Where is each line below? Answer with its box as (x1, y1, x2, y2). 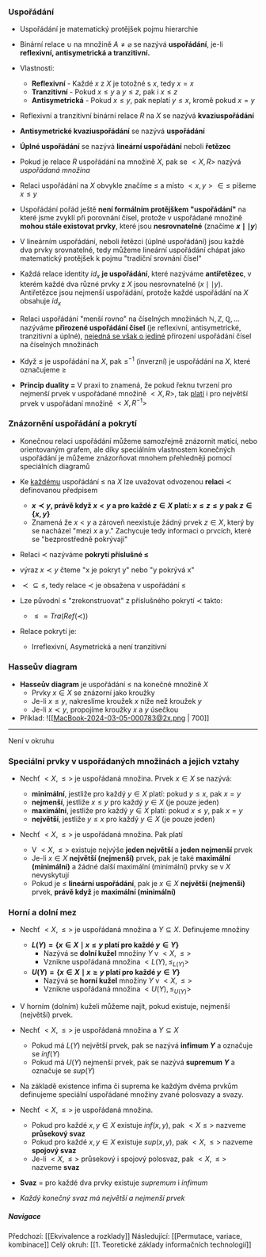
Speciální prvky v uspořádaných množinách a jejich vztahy (8, 755, 240, 766)
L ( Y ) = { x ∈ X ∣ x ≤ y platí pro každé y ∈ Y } (31, 940, 180, 949)
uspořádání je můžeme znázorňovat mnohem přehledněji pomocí (19, 453, 232, 462)
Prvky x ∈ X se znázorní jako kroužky (31, 688, 156, 697)
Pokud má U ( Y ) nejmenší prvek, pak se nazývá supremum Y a (31, 1057, 235, 1067)
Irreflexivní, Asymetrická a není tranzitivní (31, 641, 167, 651)
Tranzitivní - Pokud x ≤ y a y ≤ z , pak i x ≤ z (31, 87, 178, 97)
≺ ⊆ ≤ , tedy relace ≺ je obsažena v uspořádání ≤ (22, 580, 186, 590)
